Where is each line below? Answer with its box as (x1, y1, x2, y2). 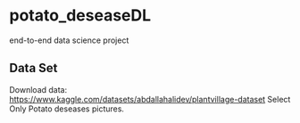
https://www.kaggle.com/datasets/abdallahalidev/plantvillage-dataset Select (9, 94, 291, 104)
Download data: (9, 84, 68, 94)
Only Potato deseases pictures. (9, 103, 125, 114)
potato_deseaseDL (9, 5, 152, 26)
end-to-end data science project (9, 35, 129, 45)
